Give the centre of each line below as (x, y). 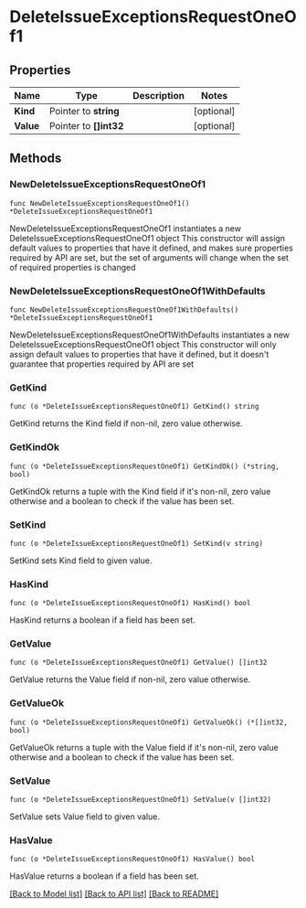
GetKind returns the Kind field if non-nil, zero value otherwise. (127, 423)
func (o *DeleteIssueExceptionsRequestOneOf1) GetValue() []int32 (138, 663)
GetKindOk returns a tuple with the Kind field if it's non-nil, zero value (140, 491)
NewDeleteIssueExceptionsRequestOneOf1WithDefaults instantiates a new (150, 335)
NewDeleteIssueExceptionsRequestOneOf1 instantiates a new (126, 228)
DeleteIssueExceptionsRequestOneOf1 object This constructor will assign (148, 238)
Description (158, 96)
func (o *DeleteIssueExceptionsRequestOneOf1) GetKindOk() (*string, (145, 466)
